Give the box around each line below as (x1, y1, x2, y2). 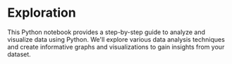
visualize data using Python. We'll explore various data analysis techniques (7, 35, 226, 43)
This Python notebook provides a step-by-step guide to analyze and (7, 28, 206, 36)
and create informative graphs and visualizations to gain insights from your (7, 42, 225, 51)
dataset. (7, 50, 32, 58)
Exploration (7, 5, 76, 21)
